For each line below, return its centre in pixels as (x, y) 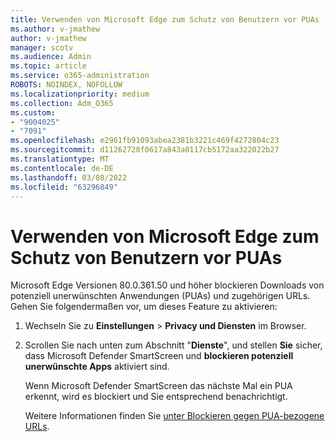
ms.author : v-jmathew (55, 29)
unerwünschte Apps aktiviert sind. (97, 367)
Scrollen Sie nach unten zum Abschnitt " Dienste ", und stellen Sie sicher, (173, 345)
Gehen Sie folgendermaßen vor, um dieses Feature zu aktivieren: (144, 307)
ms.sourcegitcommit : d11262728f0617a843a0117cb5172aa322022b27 (145, 150)
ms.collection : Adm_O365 (62, 103)
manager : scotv (42, 47)
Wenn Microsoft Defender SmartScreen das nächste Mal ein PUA (158, 386)
